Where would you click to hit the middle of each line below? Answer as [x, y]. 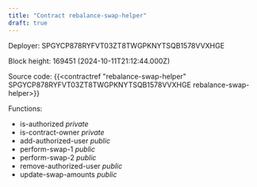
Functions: [25, 109]
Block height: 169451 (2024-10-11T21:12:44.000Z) [89, 61]
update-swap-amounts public [68, 174]
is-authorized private [54, 124]
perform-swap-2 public [58, 157]
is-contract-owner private [62, 132]
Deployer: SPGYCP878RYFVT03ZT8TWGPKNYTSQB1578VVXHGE [116, 45]
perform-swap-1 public [57, 149]
